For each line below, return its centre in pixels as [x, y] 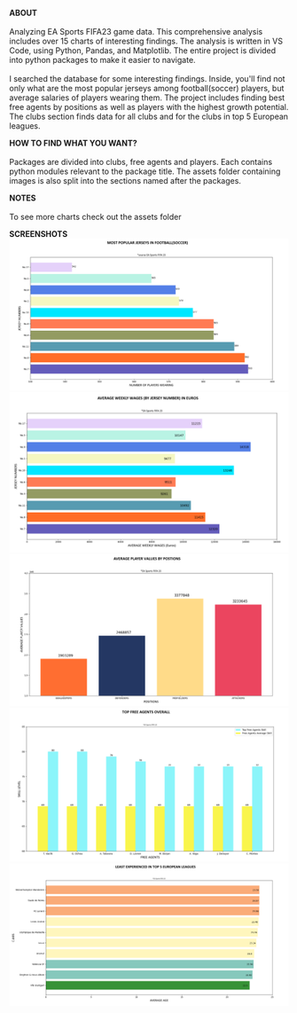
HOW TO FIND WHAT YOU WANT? [73, 143]
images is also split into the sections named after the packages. [125, 181]
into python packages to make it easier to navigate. [103, 60]
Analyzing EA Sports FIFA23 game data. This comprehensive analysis [136, 31]
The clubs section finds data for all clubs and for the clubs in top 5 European [149, 116]
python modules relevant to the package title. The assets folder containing [145, 171]
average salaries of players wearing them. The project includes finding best [147, 98]
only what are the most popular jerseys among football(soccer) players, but [147, 88]
